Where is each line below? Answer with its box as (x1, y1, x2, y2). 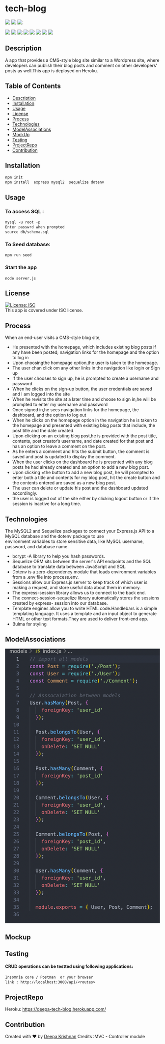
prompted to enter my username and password (12, 401, 108, 408)
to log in (12, 355, 29, 361)
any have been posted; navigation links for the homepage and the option (12, 349, 160, 355)
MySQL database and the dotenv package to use (5, 534, 104, 539)
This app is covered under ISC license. (5, 308, 83, 313)
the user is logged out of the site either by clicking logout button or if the (12, 496, 159, 502)
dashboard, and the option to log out (12, 412, 86, 418)
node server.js (5, 276, 36, 281)
